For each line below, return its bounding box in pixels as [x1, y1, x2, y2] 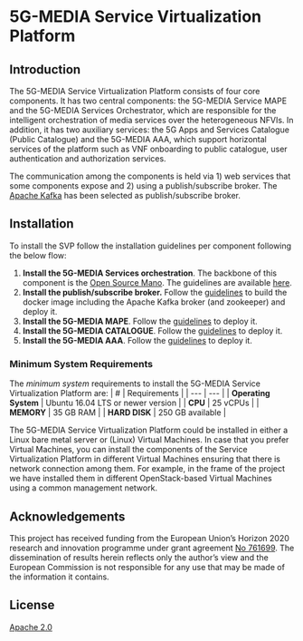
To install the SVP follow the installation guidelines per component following [9, 240, 292, 251]
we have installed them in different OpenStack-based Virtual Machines [9, 473, 273, 484]
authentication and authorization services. [9, 153, 166, 164]
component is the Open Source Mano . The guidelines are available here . [22, 277, 292, 287]
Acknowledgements [9, 509, 126, 524]
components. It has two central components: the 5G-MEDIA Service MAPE [9, 95, 288, 106]
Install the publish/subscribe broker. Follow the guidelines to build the [22, 287, 288, 297]
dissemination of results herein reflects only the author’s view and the [9, 551, 269, 563]
